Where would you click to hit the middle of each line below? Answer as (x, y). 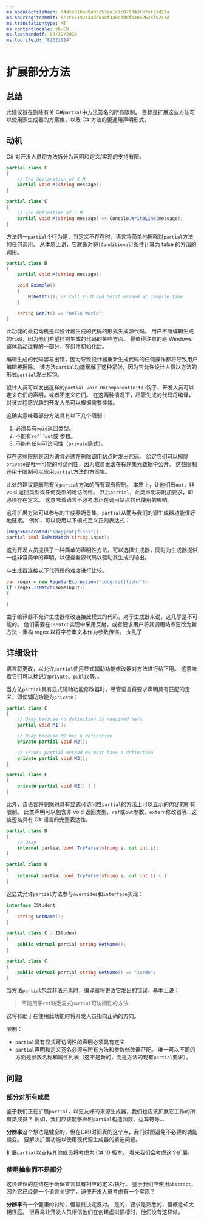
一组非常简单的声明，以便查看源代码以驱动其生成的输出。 (78, 558)
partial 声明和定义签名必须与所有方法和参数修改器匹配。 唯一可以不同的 (105, 1050)
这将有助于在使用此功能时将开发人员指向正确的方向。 (73, 1016)
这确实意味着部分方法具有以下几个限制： (57, 416)
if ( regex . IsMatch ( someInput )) (46, 588)
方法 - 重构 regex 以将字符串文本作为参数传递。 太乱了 (74, 632)
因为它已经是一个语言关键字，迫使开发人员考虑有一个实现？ (81, 1192)
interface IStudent (31, 905)
